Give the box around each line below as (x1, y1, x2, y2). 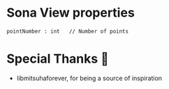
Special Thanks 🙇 (6, 51, 109, 67)
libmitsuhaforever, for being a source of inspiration (16, 74, 162, 82)
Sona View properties (6, 5, 135, 21)
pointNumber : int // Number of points (6, 28, 129, 35)
